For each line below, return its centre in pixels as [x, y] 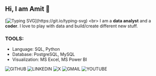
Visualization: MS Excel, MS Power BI [49, 59]
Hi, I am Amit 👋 [28, 9]
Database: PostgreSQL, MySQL [44, 55]
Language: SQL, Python [36, 49]
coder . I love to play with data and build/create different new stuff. [71, 26]
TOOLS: [15, 38]
